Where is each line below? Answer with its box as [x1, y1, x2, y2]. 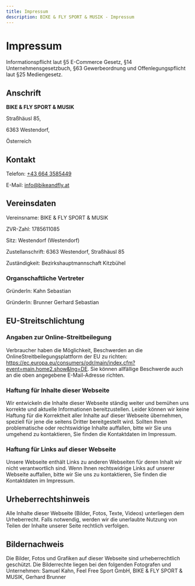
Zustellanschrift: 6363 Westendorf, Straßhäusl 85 [6, 248, 125, 255]
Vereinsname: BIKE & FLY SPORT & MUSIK [6, 214, 109, 221]
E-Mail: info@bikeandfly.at [6, 182, 70, 189]
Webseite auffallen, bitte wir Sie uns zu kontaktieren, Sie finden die [6, 471, 167, 478]
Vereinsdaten [6, 199, 57, 209]
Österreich [6, 138, 32, 145]
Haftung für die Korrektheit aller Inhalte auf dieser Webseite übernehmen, [6, 412, 183, 419]
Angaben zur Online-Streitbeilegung [6, 333, 112, 342]
